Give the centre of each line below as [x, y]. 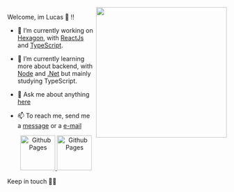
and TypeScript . [40, 45]
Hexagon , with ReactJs [50, 38]
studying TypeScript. [47, 81]
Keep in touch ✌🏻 [32, 181]
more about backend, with [55, 66]
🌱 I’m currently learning [51, 59]
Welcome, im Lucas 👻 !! [41, 17]
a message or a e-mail [49, 126]
